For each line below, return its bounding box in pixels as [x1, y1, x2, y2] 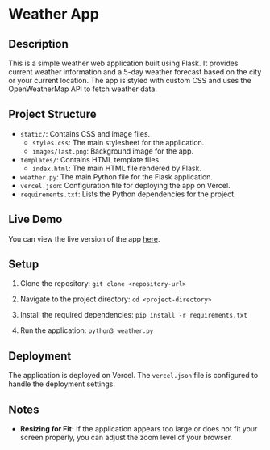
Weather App [8, 5, 99, 23]
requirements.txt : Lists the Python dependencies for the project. [19, 189, 236, 199]
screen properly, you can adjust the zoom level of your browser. [19, 433, 233, 443]
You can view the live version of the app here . [8, 233, 160, 243]
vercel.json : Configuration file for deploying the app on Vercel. [19, 180, 231, 190]
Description [8, 37, 69, 51]
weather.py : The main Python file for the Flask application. [19, 171, 214, 182]
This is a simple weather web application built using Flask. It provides [8, 58, 239, 68]
